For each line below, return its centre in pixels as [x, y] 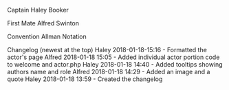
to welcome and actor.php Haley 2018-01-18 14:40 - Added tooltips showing [115, 64]
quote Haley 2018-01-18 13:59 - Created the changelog [85, 79]
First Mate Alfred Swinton [43, 23]
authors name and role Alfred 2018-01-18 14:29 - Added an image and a [109, 72]
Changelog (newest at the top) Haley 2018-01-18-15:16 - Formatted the [107, 50]
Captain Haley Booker [38, 10]
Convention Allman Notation [47, 36]
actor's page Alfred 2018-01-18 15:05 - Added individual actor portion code [113, 57]
